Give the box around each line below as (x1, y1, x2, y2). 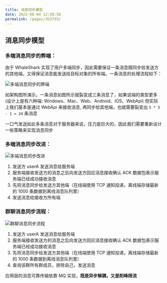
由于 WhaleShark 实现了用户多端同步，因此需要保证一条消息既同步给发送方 (5, 65, 159, 71)
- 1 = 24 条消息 (5, 110, 38, 117)
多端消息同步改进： (5, 141, 51, 147)
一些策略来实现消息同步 (5, 127, 53, 133)
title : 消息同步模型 (5, 7, 43, 12)
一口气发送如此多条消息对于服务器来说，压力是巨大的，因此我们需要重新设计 (5, 121, 162, 127)
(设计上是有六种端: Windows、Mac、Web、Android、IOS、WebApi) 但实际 (5, 98, 158, 104)
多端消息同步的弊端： (5, 52, 56, 59)
